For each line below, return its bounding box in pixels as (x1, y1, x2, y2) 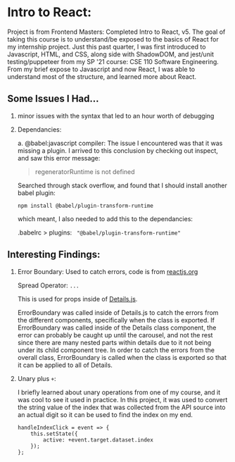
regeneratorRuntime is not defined (34, 167, 135, 176)
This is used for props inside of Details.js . (17, 294, 138, 303)
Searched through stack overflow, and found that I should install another (17, 181, 227, 189)
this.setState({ (30, 430, 78, 437)
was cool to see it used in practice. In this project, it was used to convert (17, 395, 228, 404)
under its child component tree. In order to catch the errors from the (17, 346, 215, 354)
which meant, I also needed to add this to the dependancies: (17, 214, 193, 223)
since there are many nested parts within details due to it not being (17, 338, 212, 346)
